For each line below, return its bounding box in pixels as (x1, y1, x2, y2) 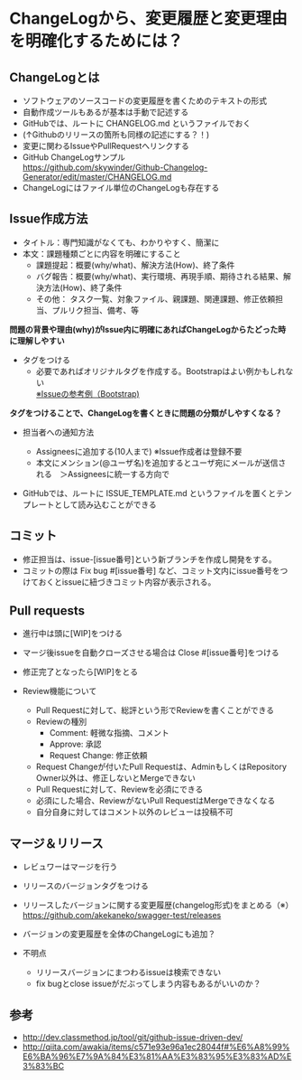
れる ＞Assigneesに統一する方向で (35, 468, 169, 479)
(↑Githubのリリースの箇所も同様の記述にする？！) (22, 129, 210, 140)
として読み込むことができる (53, 499, 158, 510)
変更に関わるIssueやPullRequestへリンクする (22, 141, 189, 151)
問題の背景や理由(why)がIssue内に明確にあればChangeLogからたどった (9, 324, 279, 334)
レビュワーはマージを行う (22, 861, 118, 872)
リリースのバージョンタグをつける (22, 880, 149, 891)
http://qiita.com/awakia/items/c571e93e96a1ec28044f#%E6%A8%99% (22, 1041, 290, 1053)
